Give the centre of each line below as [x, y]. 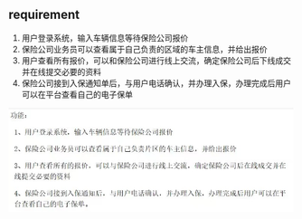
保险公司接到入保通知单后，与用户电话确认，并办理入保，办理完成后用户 [156, 83]
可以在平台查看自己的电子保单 [77, 94]
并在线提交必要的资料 [61, 71]
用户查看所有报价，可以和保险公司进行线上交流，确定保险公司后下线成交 [156, 60]
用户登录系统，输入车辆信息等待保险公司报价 [105, 38]
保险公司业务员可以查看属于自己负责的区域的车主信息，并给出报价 [144, 49]
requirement [44, 15]
